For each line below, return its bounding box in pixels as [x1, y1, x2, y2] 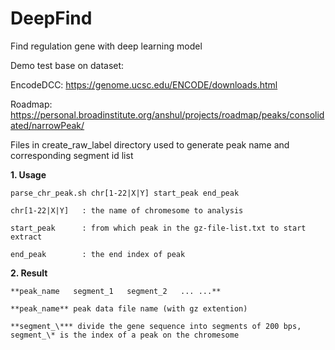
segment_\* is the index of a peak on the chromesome [10, 330, 240, 340]
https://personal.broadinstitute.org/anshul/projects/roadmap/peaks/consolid [10, 108, 325, 121]
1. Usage [10, 168, 47, 181]
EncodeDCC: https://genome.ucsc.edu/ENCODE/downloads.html [10, 78, 278, 91]
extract [10, 232, 43, 242]
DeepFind [10, 7, 93, 30]
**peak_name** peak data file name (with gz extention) [10, 303, 248, 314]
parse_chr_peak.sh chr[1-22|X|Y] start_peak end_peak [10, 188, 240, 198]
